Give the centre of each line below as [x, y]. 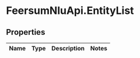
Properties [26, 32]
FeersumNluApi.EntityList [70, 11]
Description [68, 48]
